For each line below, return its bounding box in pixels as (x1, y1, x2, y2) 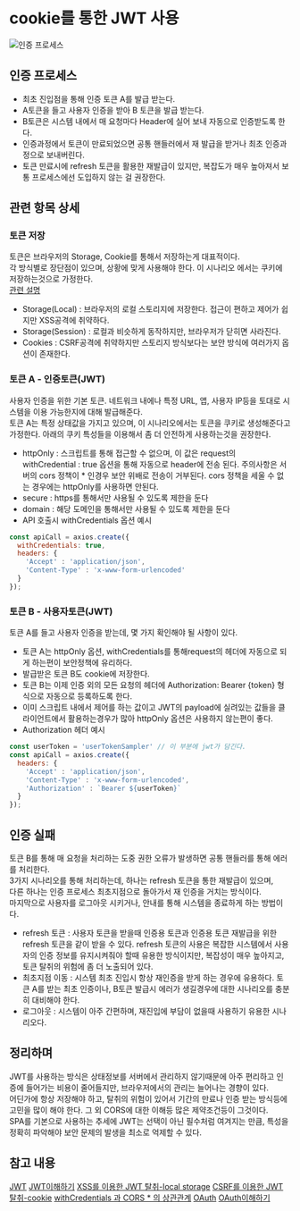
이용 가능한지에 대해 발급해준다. (32, 406, 143, 416)
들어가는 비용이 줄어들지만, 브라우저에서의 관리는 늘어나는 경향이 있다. (25, 1082, 270, 1093)
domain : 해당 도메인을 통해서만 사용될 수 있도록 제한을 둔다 (21, 503, 230, 514)
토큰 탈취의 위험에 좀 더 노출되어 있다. (21, 961, 154, 971)
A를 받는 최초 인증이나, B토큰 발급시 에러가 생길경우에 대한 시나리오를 (31, 983, 274, 994)
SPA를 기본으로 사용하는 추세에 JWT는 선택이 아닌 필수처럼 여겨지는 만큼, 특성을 (9, 1115, 289, 1126)
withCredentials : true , (17, 541, 105, 550)
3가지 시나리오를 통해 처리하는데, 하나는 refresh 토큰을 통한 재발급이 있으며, (9, 875, 274, 886)
